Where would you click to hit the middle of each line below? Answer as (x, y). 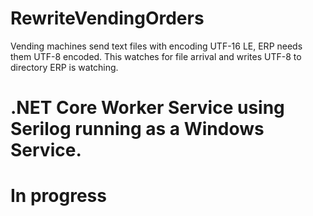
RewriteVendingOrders (107, 18)
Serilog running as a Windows (137, 129)
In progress (58, 196)
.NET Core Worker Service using (147, 108)
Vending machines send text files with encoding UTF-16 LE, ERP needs (156, 46)
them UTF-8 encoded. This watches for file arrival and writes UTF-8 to (156, 56)
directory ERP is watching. (64, 67)
